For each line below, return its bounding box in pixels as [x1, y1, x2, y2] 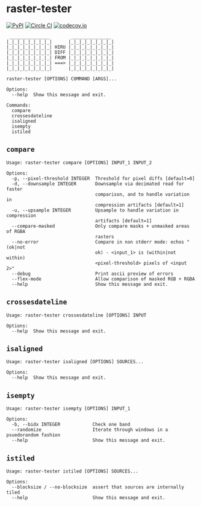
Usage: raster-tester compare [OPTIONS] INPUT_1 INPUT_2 [6, 160, 152, 166]
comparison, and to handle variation [95, 191, 190, 198]
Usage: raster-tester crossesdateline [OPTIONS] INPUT [6, 312, 147, 318]
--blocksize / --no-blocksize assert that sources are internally [11, 484, 185, 490]
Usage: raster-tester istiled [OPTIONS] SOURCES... [6, 468, 138, 474]
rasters [95, 233, 114, 240]
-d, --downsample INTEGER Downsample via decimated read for [11, 181, 185, 187]
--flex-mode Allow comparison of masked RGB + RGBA [11, 276, 196, 282]
